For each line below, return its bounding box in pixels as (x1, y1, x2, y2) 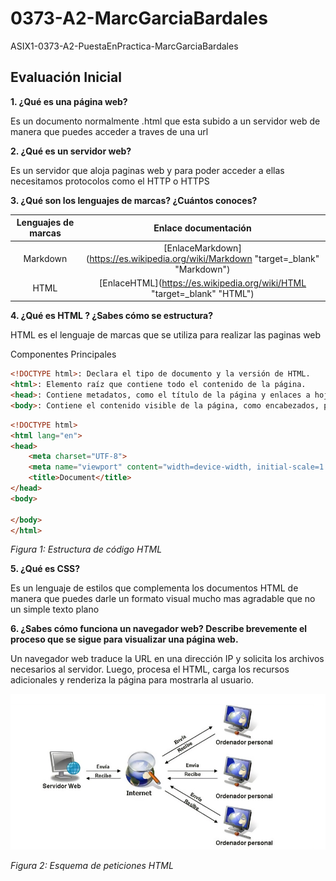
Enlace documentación (153, 222, 252, 234)
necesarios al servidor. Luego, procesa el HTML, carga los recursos (10, 663, 290, 676)
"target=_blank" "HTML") (151, 287, 255, 299)
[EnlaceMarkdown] (163, 242, 242, 254)
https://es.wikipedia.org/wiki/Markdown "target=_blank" (89, 252, 320, 264)
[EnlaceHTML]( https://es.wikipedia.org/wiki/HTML (98, 277, 307, 289)
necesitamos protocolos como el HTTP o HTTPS (10, 175, 210, 187)
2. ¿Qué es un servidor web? (10, 145, 132, 157)
